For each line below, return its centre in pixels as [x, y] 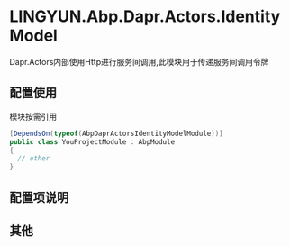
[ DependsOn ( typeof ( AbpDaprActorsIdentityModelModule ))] [116, 133]
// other [34, 159]
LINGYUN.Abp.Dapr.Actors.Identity [145, 17]
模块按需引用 [33, 116]
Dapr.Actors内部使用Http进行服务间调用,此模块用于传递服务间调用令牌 [139, 61]
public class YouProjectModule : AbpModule [92, 141]
